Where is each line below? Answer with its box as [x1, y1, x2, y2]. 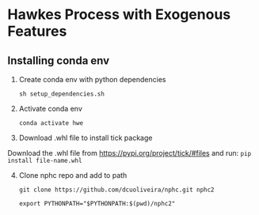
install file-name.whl [7, 157, 82, 164]
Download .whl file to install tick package [18, 133, 153, 142]
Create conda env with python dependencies [18, 75, 166, 84]
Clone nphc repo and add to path [18, 171, 128, 179]
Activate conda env [18, 104, 82, 113]
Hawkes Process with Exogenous [7, 6, 231, 24]
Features [7, 22, 67, 40]
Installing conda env [7, 54, 110, 67]
